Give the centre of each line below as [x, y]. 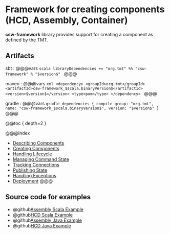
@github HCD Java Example [42, 225]
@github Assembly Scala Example [48, 209]
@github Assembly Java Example [47, 220]
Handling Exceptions [34, 175]
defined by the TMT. [27, 40]
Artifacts [20, 56]
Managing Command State [41, 159]
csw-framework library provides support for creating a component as [79, 34]
